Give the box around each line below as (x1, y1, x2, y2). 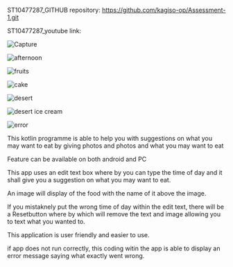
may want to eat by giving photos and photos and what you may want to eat (7, 141, 224, 150)
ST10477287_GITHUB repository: (7, 6, 101, 14)
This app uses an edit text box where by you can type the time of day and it (7, 169, 223, 176)
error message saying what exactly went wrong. (7, 252, 145, 259)
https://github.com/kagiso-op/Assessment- (101, 6, 226, 14)
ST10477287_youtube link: (7, 27, 82, 35)
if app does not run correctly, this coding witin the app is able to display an (7, 244, 221, 252)
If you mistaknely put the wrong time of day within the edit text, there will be (7, 203, 225, 211)
